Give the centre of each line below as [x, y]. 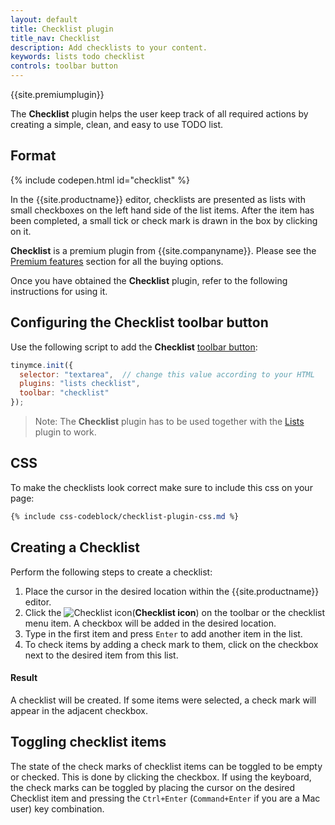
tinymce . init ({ [42, 365]
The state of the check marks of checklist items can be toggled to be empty [166, 766]
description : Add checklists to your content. [109, 47]
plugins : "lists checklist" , [80, 384]
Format [33, 156]
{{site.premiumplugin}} [57, 94]
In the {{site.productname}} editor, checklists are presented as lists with [158, 199]
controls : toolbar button [64, 66]
